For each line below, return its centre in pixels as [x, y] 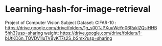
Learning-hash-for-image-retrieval [78, 9]
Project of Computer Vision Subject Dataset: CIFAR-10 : [61, 23]
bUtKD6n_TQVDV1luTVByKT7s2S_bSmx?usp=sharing [59, 38]
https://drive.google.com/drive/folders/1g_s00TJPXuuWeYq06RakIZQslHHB [81, 27]
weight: [51, 33]
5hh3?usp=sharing [24, 33]
